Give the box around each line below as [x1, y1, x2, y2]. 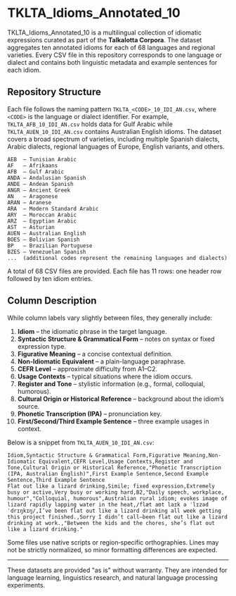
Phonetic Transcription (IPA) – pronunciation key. [17, 409, 162, 418]
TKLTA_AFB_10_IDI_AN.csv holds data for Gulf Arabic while [7, 120, 173, 128]
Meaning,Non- [183, 452, 221, 459]
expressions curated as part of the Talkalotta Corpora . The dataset [7, 35, 202, 44]
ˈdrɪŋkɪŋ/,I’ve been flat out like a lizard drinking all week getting [7, 507, 221, 514]
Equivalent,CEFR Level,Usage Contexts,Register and [38, 458, 193, 465]
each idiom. [7, 66, 41, 74]
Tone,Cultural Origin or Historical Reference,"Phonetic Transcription [7, 464, 221, 471]
